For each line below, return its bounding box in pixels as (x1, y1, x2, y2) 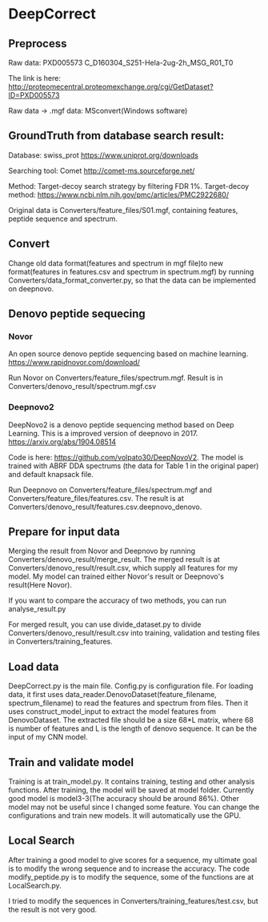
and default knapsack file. (8, 469, 94, 479)
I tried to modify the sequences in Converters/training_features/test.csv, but (8, 896, 258, 905)
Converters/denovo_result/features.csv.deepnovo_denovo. (8, 502, 202, 511)
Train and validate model (8, 756, 134, 769)
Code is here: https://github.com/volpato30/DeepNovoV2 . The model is (8, 452, 244, 462)
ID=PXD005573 (8, 90, 60, 100)
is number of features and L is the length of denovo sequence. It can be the (8, 724, 258, 733)
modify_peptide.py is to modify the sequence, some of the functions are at (8, 872, 254, 881)
